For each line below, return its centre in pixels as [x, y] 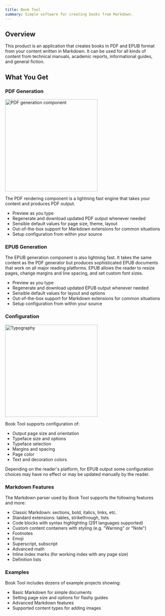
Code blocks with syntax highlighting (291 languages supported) [78, 523]
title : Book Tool [23, 10]
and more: [16, 503]
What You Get [27, 77]
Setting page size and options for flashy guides [60, 598]
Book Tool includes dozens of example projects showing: [63, 583]
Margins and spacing [33, 449]
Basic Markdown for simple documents [52, 592]
